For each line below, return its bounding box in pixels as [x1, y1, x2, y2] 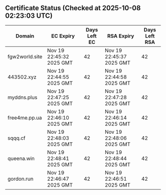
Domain [15, 32, 35, 39]
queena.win [7, 155, 35, 162]
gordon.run [7, 175, 34, 182]
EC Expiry [51, 32, 75, 39]
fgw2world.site [7, 53, 43, 60]
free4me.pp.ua [7, 114, 42, 121]
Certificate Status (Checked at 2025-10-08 [5, 4, 141, 12]
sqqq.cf [7, 134, 26, 141]
